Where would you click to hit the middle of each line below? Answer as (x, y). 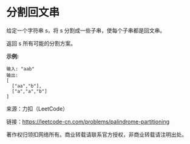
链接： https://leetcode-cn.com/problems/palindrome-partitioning (88, 122)
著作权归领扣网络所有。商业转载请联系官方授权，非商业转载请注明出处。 (97, 134)
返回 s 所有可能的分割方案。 (41, 43)
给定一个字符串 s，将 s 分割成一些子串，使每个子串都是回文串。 (86, 30)
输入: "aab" (20, 69)
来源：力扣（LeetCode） (37, 108)
